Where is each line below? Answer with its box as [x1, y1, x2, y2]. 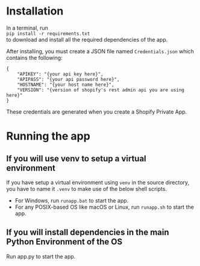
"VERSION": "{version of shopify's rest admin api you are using [17, 86, 185, 93]
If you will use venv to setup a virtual [6, 153, 146, 164]
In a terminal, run [6, 24, 48, 31]
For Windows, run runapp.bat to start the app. [14, 196, 129, 204]
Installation [6, 4, 64, 18]
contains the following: [6, 54, 63, 61]
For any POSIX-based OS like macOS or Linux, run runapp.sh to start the [14, 203, 194, 210]
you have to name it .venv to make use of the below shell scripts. [6, 185, 167, 192]
